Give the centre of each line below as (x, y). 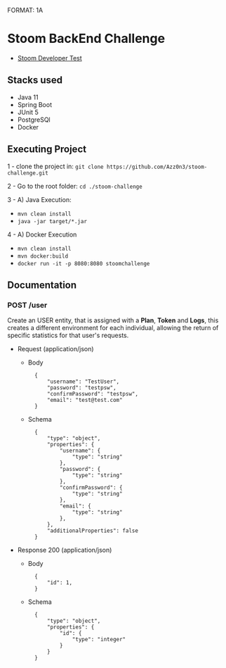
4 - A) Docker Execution (42, 234)
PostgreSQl (34, 120)
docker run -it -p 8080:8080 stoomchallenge (84, 263)
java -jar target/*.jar (52, 221)
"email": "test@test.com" (85, 401)
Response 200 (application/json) (65, 550)
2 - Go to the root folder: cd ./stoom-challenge (75, 186)
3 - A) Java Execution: (39, 199)
